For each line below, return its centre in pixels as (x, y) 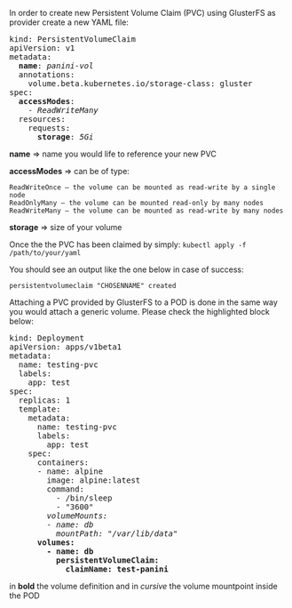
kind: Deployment (47, 338)
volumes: (56, 543)
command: (65, 489)
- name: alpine (70, 472)
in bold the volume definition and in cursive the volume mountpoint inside (143, 586)
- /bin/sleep (84, 498)
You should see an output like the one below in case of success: (126, 269)
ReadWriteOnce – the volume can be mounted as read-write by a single (142, 188)
